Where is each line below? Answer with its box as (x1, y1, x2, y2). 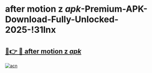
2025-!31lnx (5, 24, 56, 35)
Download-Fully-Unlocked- (5, 14, 119, 25)
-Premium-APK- (80, 3, 148, 15)
